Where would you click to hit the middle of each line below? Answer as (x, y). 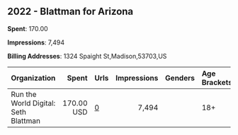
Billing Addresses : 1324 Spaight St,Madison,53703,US (87, 56)
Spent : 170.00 (28, 28)
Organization (33, 78)
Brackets (217, 82)
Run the (24, 94)
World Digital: (33, 103)
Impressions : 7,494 (36, 42)
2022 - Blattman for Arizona (70, 12)
